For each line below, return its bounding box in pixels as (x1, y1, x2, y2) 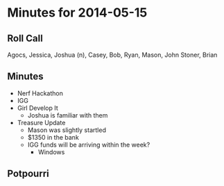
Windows (37, 147, 65, 156)
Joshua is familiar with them (27, 111, 108, 119)
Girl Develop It (17, 104, 59, 112)
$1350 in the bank (27, 133, 80, 141)
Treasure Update (17, 118, 66, 127)
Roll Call (7, 32, 43, 44)
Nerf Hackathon (17, 89, 64, 97)
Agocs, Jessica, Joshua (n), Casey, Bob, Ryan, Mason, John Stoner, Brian (7, 50, 218, 59)
